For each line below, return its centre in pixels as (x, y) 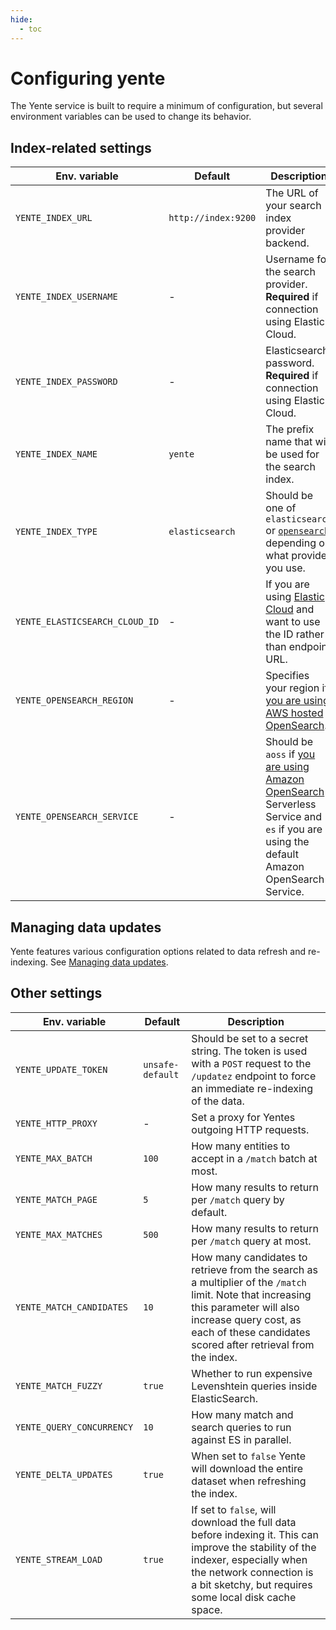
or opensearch (297, 531)
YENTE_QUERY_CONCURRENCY (74, 1427)
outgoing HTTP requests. (250, 1129)
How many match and (242, 1414)
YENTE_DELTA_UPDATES (64, 1474)
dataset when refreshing (249, 1481)
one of (281, 508)
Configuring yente (88, 78)
